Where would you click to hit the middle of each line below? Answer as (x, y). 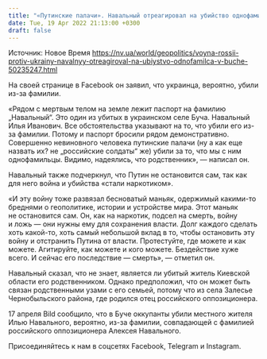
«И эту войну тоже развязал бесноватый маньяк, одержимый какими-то (132, 199)
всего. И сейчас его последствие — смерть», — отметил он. (112, 258)
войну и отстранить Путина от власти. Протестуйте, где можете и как (127, 241)
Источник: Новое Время (49, 53)
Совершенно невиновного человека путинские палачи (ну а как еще (126, 143)
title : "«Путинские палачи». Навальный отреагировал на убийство (118, 15)
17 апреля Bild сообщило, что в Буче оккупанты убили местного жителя (130, 314)
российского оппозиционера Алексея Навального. (95, 331)
